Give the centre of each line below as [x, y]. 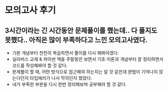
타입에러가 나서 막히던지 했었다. [61, 78]
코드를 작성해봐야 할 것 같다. [40, 65]
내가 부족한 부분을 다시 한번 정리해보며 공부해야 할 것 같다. [69, 84]
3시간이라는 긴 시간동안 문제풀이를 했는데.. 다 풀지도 [81, 30]
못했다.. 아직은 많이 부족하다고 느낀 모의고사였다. [76, 40]
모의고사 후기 [30, 10]
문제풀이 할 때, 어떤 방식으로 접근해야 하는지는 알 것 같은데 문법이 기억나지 [85, 72]
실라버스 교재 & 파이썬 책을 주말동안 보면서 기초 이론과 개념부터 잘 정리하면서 [88, 59]
